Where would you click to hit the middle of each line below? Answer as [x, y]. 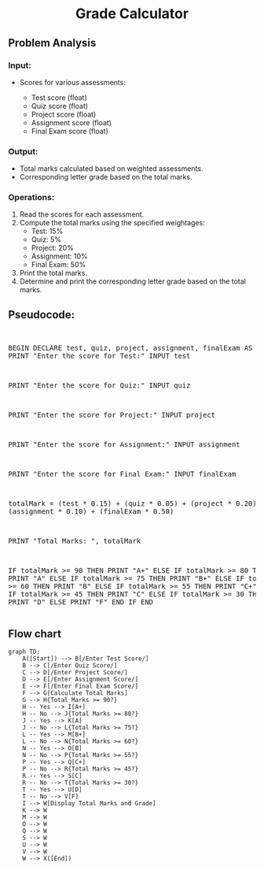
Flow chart [35, 634]
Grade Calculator [132, 14]
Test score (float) [59, 97]
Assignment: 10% [59, 256]
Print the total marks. [53, 273]
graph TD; [24, 652]
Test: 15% [47, 231]
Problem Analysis [52, 43]
